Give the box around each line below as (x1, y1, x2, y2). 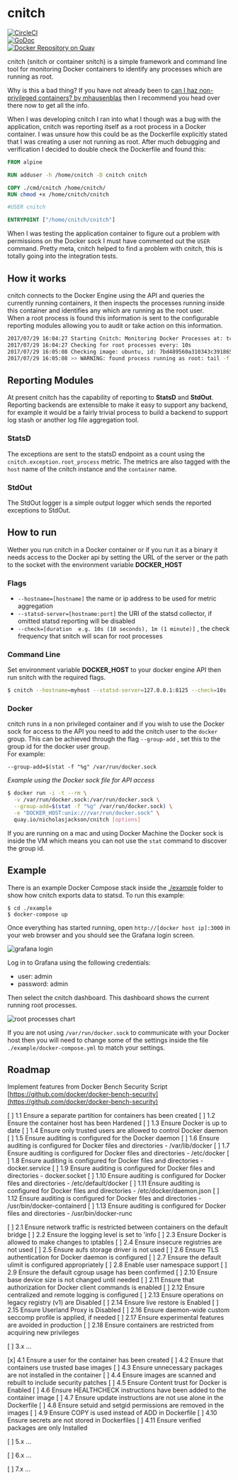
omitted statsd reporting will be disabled (17, 617, 136, 625)
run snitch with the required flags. (7, 673, 106, 682)
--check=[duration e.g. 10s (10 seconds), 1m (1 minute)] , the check (17, 624, 230, 633)
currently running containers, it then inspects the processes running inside (7, 299, 225, 307)
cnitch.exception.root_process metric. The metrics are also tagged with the (7, 457, 230, 466)
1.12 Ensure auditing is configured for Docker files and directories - (7, 1194, 202, 1203)
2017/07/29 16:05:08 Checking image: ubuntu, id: (7, 348, 157, 355)
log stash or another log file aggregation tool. (7, 416, 140, 425)
